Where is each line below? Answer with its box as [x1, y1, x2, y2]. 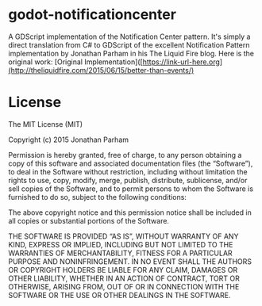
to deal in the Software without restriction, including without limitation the [8, 166, 248, 176]
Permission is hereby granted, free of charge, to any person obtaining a [8, 150, 242, 159]
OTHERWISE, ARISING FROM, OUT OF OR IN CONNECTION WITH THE [8, 281, 240, 291]
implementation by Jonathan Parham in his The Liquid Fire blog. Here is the [8, 48, 254, 58]
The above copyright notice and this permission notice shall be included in [8, 208, 252, 217]
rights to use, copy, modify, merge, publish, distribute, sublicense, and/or [8, 175, 248, 185]
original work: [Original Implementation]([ [8, 57, 143, 67]
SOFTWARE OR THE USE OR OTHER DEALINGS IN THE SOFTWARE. [8, 290, 231, 300]
